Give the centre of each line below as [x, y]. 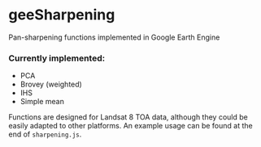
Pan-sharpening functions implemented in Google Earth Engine [114, 37]
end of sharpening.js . [45, 134]
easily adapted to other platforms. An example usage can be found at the [131, 126]
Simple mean [42, 102]
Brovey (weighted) [51, 84]
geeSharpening [62, 15]
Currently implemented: [57, 58]
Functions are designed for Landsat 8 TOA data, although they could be [128, 117]
